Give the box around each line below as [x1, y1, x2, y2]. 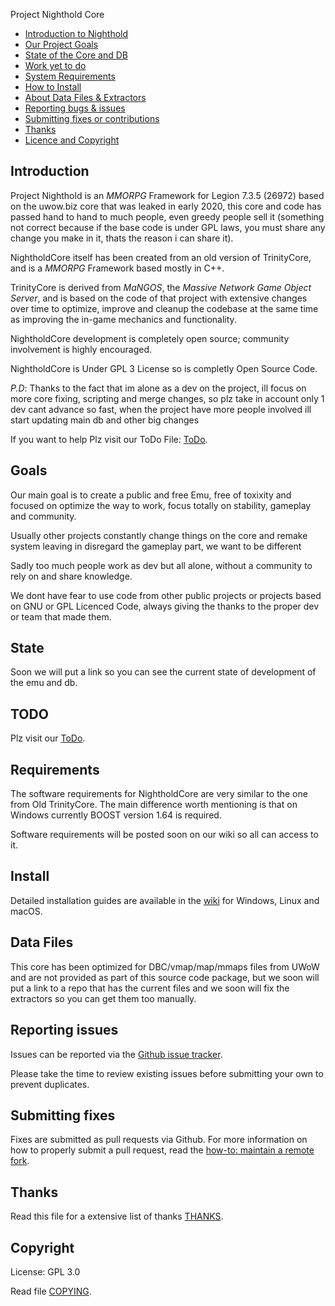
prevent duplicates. [10, 1078, 90, 1090]
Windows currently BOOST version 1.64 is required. [10, 809, 222, 821]
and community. [10, 510, 77, 522]
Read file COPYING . [10, 1285, 92, 1297]
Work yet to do [24, 60, 87, 71]
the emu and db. [10, 677, 78, 689]
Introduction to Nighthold [24, 28, 129, 39]
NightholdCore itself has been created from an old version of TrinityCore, [10, 251, 312, 263]
